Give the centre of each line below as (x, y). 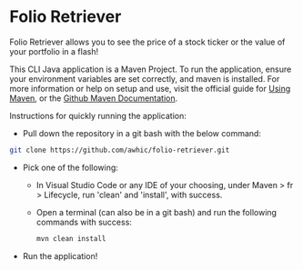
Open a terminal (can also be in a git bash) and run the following (157, 212)
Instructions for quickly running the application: (98, 115)
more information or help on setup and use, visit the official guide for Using (150, 88)
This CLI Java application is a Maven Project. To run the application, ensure (151, 69)
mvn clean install (71, 238)
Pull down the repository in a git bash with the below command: (142, 133)
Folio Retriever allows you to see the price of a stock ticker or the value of (147, 42)
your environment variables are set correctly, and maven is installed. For (145, 78)
